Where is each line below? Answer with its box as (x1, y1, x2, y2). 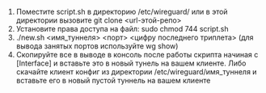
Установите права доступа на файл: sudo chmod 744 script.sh (15, 24, 229, 33)
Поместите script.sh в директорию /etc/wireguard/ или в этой (15, 7, 228, 16)
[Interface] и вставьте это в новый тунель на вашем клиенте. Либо (15, 58, 247, 68)
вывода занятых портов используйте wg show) (15, 41, 179, 51)
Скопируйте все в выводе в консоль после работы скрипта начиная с (15, 50, 259, 59)
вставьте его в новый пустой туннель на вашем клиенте (15, 76, 211, 85)
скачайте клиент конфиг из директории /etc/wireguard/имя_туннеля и (15, 67, 257, 76)
